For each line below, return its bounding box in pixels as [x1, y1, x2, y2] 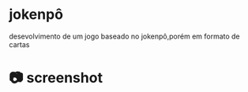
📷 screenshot [9, 69, 103, 87]
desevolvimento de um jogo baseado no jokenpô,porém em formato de [9, 31, 240, 41]
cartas [9, 39, 30, 49]
